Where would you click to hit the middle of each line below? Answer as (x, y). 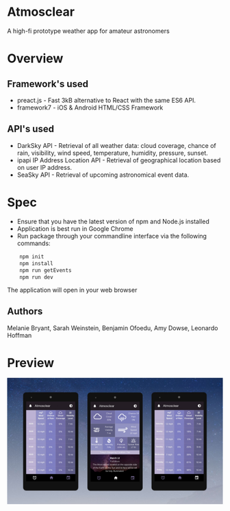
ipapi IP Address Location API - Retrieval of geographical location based (119, 160)
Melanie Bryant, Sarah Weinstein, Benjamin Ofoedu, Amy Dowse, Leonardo (113, 328)
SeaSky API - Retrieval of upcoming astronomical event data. (103, 175)
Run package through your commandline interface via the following (112, 236)
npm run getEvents (46, 270)
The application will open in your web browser (72, 290)
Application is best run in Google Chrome (75, 228)
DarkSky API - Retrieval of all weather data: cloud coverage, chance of (117, 145)
